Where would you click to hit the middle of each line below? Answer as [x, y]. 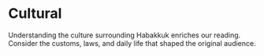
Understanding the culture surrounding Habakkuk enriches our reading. [125, 35]
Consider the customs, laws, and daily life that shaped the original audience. [132, 43]
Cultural [35, 14]
